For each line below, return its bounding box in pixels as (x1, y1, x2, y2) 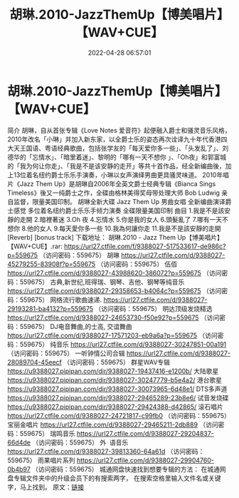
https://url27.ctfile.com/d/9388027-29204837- (76, 429, 215, 437)
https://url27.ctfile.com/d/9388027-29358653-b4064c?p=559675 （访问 (7, 286, 222, 295)
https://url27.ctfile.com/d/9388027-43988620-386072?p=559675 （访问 (7, 268, 222, 277)
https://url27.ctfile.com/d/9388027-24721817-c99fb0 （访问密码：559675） (7, 411, 231, 420)
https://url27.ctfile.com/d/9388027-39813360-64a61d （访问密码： (7, 447, 205, 455)
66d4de (7, 438, 31, 447)
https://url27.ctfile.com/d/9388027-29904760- (76, 456, 215, 464)
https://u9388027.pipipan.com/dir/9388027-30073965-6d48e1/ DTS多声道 (7, 385, 228, 393)
